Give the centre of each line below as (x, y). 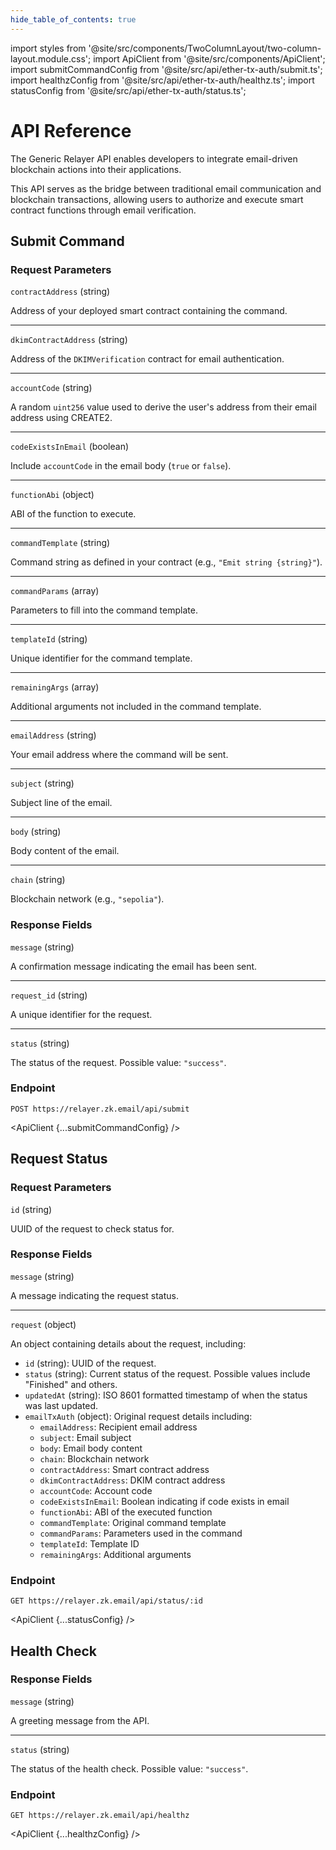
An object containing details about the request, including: (128, 1343)
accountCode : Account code (96, 1490)
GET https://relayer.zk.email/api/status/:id (106, 1601)
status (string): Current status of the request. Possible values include (167, 1373)
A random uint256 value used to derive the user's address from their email (164, 407)
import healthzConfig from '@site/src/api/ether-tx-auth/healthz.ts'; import (162, 80)
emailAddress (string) (53, 735)
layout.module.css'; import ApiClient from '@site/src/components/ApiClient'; (168, 58)
